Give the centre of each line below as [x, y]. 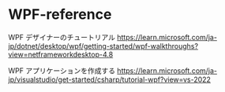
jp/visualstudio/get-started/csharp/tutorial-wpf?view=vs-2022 [110, 79]
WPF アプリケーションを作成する [62, 70]
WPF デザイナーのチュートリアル [62, 37]
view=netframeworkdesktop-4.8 [61, 54]
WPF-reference [60, 15]
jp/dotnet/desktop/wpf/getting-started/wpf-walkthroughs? [103, 46]
